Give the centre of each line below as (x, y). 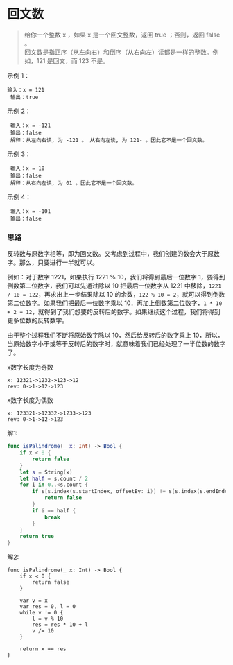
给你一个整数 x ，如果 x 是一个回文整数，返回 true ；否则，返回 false (122, 35)
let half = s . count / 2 (54, 478)
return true (37, 537)
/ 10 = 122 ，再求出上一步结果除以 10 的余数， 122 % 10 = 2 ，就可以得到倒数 (116, 295)
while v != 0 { (42, 613)
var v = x (34, 601)
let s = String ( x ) (46, 472)
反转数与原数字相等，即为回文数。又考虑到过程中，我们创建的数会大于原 (110, 254)
